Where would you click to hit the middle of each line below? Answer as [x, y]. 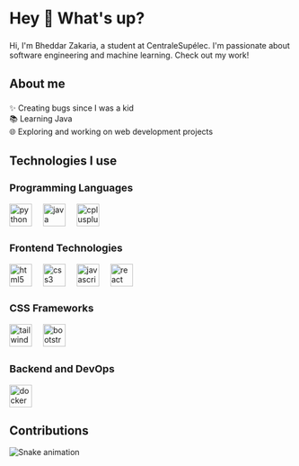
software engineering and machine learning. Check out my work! [129, 55]
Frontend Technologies [66, 248]
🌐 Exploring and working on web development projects [111, 132]
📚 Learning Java [41, 119]
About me [37, 83]
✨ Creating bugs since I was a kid [72, 108]
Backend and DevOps [62, 368]
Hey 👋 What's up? [77, 18]
